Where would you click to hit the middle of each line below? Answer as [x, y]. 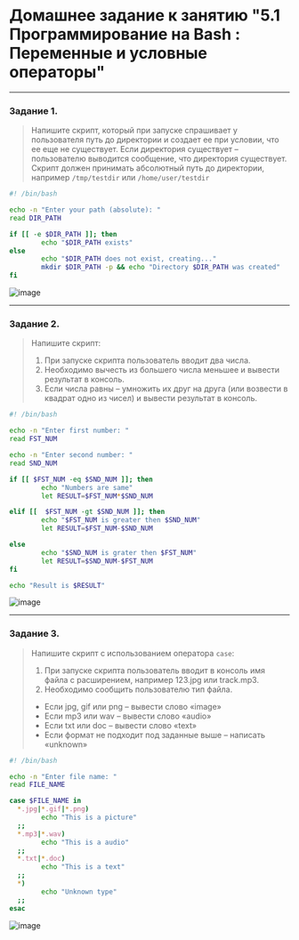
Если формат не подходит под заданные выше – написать [154, 735]
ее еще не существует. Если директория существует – [134, 149]
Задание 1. [33, 110]
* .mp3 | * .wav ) [41, 834]
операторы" [57, 72]
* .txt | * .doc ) [41, 859]
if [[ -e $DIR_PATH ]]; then [63, 234]
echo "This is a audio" [85, 842]
